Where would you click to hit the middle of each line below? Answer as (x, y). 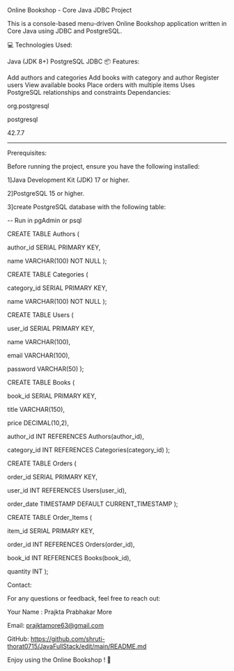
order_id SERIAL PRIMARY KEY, (52, 477)
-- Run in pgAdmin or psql (45, 220)
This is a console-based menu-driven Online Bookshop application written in (117, 23)
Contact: (20, 585)
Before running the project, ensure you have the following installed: (103, 166)
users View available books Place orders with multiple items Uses (101, 85)
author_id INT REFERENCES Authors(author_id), (76, 436)
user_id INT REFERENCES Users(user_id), (67, 490)
